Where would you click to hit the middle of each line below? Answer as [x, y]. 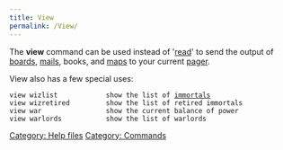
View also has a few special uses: [71, 78]
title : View [31, 18]
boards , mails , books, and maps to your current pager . [110, 61]
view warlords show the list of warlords [108, 119]
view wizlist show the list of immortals [110, 95]
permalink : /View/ [44, 26]
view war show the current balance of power [124, 110]
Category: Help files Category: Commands [88, 135]
